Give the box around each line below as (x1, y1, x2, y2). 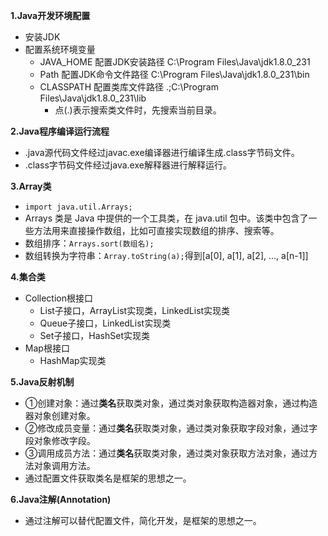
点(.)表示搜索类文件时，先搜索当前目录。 (54, 104, 222, 116)
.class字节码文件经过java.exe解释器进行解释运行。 (24, 159, 232, 171)
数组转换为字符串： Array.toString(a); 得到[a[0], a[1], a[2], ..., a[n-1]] (24, 250, 309, 261)
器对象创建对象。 (24, 410, 96, 421)
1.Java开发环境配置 (10, 10, 91, 21)
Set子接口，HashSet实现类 (39, 330, 150, 341)
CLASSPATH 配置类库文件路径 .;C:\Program (39, 81, 219, 93)
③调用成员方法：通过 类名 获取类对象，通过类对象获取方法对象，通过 (24, 447, 310, 459)
